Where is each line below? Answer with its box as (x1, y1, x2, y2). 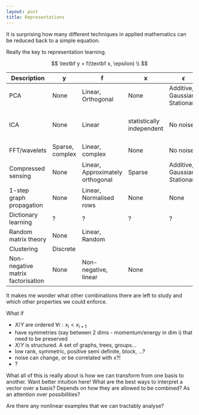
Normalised (82, 194, 114, 202)
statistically (128, 117, 160, 125)
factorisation (9, 277, 44, 285)
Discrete (52, 245, 76, 253)
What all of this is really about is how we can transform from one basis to (6, 372, 184, 379)
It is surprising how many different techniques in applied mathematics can (6, 30, 187, 37)
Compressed (9, 164, 46, 173)
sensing (9, 172, 31, 180)
